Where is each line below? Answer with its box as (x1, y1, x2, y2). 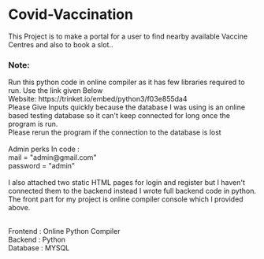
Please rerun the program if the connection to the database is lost (8, 128, 222, 137)
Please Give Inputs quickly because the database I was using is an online (8, 102, 246, 112)
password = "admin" (8, 161, 76, 171)
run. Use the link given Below (8, 86, 103, 95)
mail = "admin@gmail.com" (8, 153, 97, 162)
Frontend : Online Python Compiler (8, 227, 121, 236)
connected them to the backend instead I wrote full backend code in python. (8, 187, 256, 196)
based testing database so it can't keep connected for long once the (8, 111, 231, 120)
